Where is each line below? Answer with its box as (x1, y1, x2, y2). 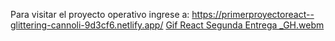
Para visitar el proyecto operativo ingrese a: (10, 9, 190, 20)
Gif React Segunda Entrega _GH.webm (165, 19, 325, 31)
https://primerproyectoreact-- (191, 9, 315, 20)
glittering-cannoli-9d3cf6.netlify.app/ (10, 19, 164, 31)
